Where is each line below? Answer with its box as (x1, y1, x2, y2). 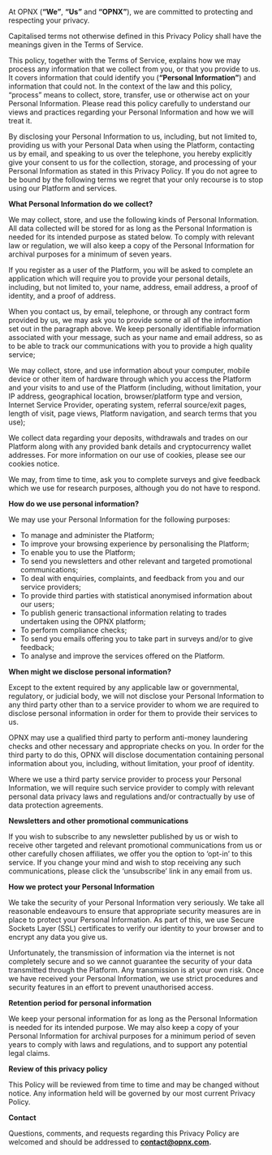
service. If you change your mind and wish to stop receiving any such (8, 858, 241, 867)
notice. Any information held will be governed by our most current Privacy (8, 1088, 256, 1098)
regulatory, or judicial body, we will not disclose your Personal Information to (8, 692, 265, 700)
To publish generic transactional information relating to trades (19, 608, 227, 618)
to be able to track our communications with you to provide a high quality (8, 341, 253, 351)
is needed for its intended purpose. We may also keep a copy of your (8, 1023, 240, 1032)
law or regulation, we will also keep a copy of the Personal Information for (8, 241, 255, 250)
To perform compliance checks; (19, 625, 127, 635)
